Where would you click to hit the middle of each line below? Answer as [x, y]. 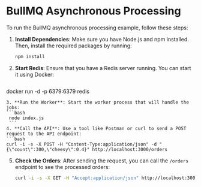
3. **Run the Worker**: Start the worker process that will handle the [97, 102]
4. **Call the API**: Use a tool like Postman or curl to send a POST [96, 128]
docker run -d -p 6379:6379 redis [48, 91]
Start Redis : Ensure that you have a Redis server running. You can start [103, 68]
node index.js [26, 118]
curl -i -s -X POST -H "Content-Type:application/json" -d [82, 144]
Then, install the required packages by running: [73, 46]
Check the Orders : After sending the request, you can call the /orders [102, 161]
